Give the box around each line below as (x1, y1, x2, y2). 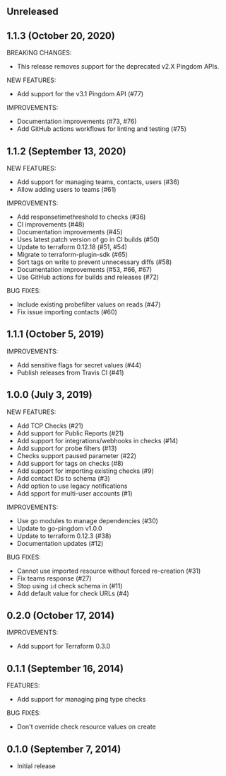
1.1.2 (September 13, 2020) (6, 145, 126, 157)
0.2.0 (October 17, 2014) (6, 610, 114, 622)
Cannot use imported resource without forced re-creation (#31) (16, 566, 201, 575)
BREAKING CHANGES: (6, 49, 72, 57)
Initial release (16, 762, 56, 770)
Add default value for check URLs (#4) (16, 589, 130, 598)
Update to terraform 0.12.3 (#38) (16, 531, 112, 540)
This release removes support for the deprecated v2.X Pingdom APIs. (16, 62, 220, 71)
